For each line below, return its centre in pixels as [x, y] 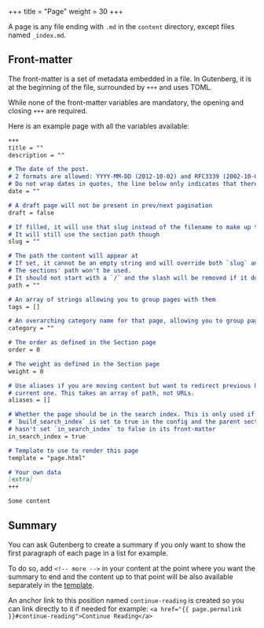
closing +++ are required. [48, 110]
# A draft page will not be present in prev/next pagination [110, 205]
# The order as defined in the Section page [82, 343]
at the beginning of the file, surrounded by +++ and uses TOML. [110, 87]
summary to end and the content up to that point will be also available [121, 576]
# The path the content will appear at [73, 256]
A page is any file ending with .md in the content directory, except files [121, 26]
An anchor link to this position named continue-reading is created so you [126, 600]
